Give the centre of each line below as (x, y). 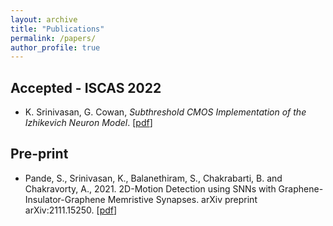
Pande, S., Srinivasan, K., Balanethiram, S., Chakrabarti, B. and (153, 178)
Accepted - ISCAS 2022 (86, 87)
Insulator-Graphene (65, 199)
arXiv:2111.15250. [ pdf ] (71, 210)
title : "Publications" (57, 29)
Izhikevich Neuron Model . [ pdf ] (88, 123)
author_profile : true (55, 47)
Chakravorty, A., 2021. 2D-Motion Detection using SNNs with (150, 188)
